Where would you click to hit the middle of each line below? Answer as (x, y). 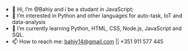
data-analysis (29, 22)
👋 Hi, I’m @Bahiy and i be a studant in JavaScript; (72, 9)
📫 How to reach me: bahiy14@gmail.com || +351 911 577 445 (87, 41)
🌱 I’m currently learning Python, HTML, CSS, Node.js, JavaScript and (97, 28)
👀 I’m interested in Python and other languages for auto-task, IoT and (97, 16)
